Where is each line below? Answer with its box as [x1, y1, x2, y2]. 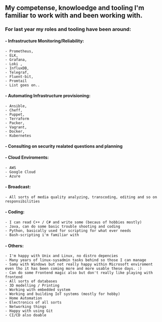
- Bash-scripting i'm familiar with [5, 232, 79, 237]
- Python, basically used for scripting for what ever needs [5, 228, 131, 233]
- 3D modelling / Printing [5, 283, 60, 288]
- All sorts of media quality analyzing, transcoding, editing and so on [5, 195, 158, 199]
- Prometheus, [5, 48, 34, 54]
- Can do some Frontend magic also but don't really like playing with [5, 271, 153, 276]
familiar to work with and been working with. [5, 12, 143, 20]
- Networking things [5, 305, 47, 309]
